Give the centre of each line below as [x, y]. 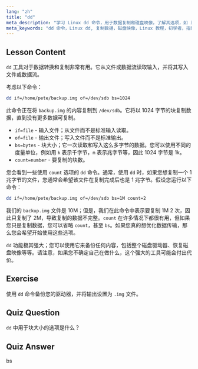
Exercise [22, 279]
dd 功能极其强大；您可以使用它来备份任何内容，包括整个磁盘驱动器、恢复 [95, 245]
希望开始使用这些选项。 [50, 232]
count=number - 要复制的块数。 [51, 160]
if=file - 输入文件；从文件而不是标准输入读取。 [73, 130]
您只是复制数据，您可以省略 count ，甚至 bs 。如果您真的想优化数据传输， [94, 225]
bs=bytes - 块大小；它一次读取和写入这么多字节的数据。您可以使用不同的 [103, 145]
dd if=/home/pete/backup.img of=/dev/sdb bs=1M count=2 [76, 198]
